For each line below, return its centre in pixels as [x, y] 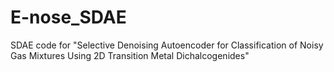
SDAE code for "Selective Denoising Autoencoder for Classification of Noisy [167, 45]
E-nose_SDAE [68, 17]
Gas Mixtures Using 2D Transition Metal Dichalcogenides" [130, 55]
